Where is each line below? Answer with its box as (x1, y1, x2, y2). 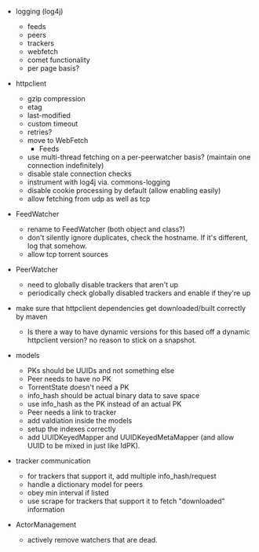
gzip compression (27, 94, 86, 103)
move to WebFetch (27, 136, 89, 144)
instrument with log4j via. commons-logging (27, 177, 171, 187)
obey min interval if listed (27, 488, 109, 497)
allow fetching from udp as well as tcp (27, 194, 151, 203)
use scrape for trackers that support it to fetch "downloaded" (27, 496, 225, 506)
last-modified (27, 111, 71, 120)
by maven (15, 312, 48, 321)
